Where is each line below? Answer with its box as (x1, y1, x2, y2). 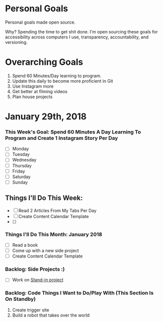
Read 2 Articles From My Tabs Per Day (18, 207, 97, 213)
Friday (12, 168, 26, 174)
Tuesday (12, 151, 30, 158)
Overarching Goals (5, 57, 83, 68)
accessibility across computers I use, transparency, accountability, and (5, 34, 149, 40)
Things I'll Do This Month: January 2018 (5, 231, 102, 238)
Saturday (12, 173, 31, 180)
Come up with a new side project (12, 247, 80, 254)
